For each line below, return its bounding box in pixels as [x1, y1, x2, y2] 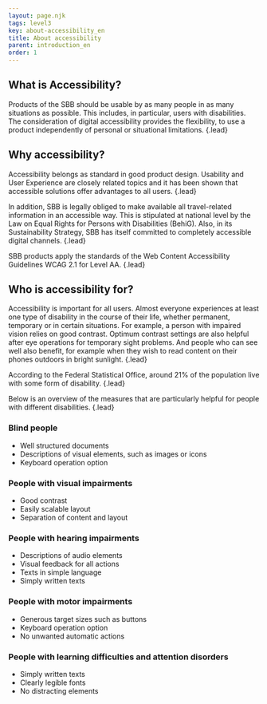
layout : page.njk [8, 11, 66, 20]
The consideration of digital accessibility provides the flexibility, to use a [8, 117, 245, 126]
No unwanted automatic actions [19, 631, 125, 641]
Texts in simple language [19, 568, 102, 577]
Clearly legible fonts [19, 678, 86, 687]
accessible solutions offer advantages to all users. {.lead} [8, 186, 197, 196]
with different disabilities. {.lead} [8, 402, 115, 412]
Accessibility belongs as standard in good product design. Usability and [8, 169, 245, 179]
